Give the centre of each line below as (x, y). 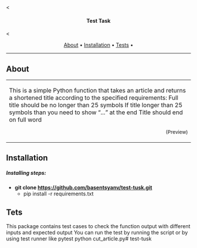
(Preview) (177, 132)
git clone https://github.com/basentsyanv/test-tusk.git (83, 188)
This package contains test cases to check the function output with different (98, 226)
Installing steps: (26, 173)
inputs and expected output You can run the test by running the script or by (97, 233)
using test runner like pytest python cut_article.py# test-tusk (79, 239)
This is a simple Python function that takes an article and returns (98, 91)
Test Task (98, 20)
